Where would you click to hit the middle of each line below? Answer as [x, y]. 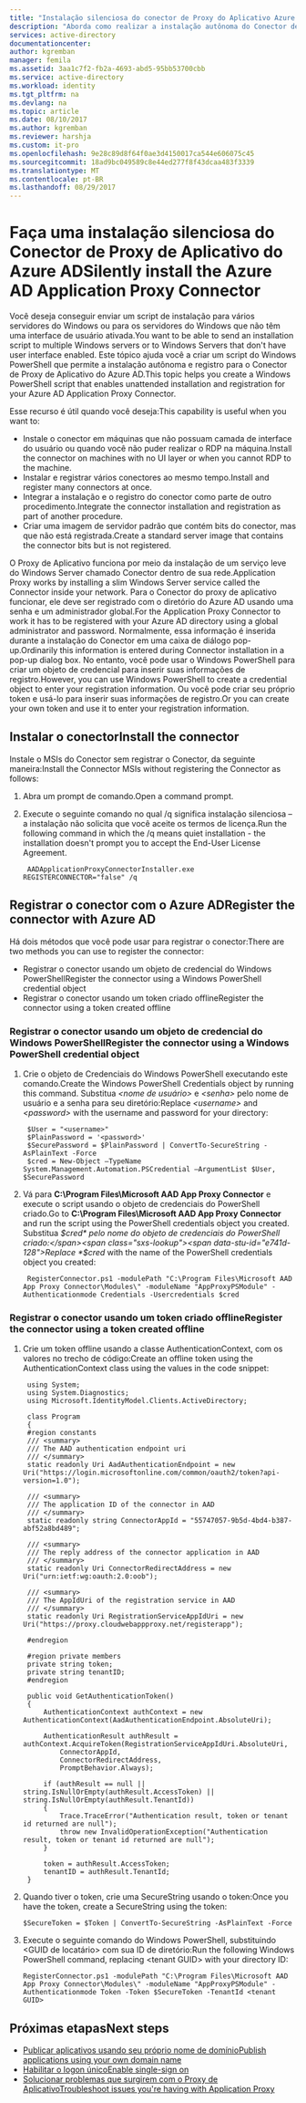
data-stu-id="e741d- [252, 1243]
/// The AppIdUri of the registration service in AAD [131, 1601]
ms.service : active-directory [67, 78]
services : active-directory [63, 35]
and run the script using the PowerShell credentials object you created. [156, 1223]
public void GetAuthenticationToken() [101, 1697]
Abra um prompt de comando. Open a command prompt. [128, 796]
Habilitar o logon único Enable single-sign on [106, 2070]
